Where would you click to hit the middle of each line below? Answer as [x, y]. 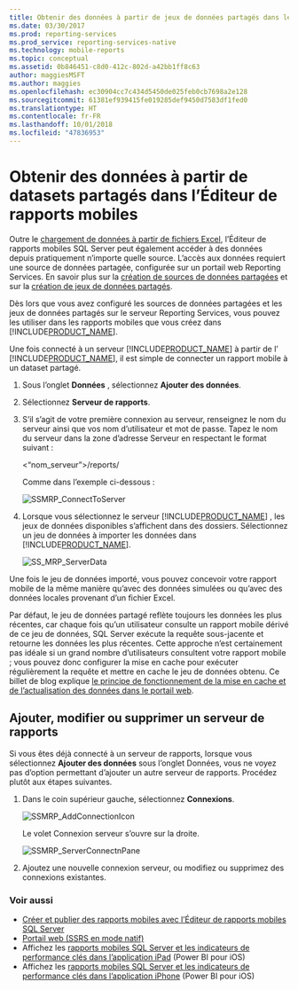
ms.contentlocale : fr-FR [55, 116]
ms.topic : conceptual [49, 59]
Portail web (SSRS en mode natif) [83, 938]
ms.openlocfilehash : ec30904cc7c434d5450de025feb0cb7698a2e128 [129, 91]
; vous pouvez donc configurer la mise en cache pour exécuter [124, 662]
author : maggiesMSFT [47, 75]
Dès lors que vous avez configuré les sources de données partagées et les [146, 303]
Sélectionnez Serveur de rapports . [86, 402]
